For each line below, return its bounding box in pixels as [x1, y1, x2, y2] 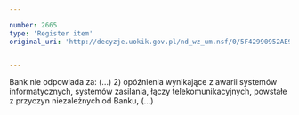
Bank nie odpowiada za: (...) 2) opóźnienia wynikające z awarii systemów [9, 77, 278, 88]
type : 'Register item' [9, 28, 93, 38]
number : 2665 [9, 20, 58, 29]
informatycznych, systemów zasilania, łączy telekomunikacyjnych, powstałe [9, 86, 287, 97]
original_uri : [9, 37, 62, 46]
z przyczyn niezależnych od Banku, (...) [9, 96, 154, 106]
